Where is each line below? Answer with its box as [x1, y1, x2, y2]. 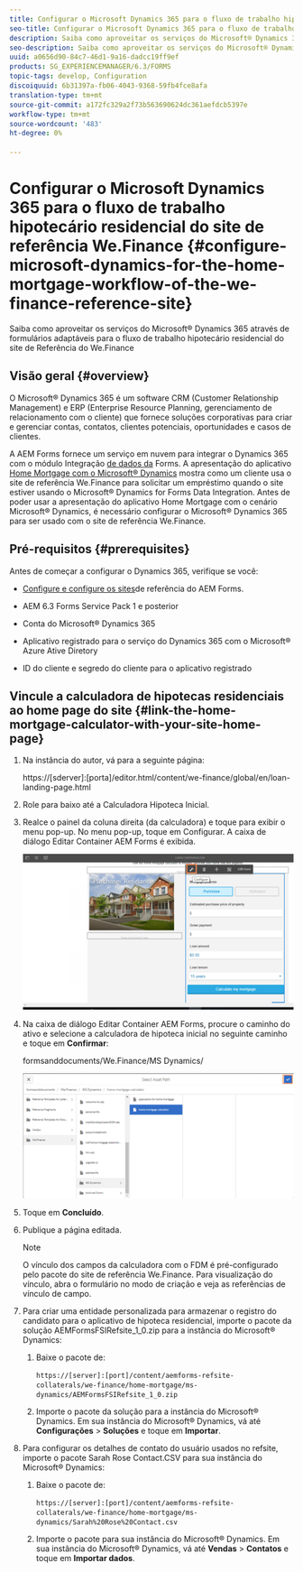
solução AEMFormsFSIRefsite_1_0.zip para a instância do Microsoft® [22, 1325, 276, 1336]
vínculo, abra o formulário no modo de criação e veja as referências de [22, 1279, 286, 1290]
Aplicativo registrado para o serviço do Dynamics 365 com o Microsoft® [22, 635, 291, 646]
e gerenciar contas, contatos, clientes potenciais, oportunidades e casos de [9, 421, 291, 432]
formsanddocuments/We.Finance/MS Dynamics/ [22, 1056, 204, 1067]
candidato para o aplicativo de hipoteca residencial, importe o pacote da [22, 1316, 292, 1327]
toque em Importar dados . [35, 1553, 135, 1564]
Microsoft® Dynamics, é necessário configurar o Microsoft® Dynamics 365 [9, 505, 288, 516]
